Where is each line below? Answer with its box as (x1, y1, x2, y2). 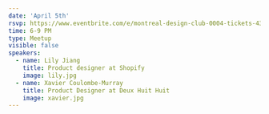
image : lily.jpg (22, 71, 78, 79)
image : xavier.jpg (22, 94, 84, 102)
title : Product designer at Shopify (22, 64, 146, 72)
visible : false (8, 42, 59, 50)
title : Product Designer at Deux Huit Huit (22, 86, 171, 95)
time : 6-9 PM (8, 26, 52, 35)
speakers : (8, 49, 42, 57)
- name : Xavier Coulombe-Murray (15, 79, 124, 87)
